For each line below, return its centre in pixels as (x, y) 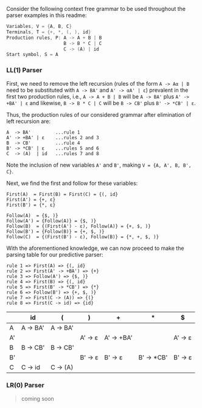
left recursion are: (28, 121)
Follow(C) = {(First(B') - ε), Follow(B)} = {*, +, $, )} (83, 237)
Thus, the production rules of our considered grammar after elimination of (99, 114)
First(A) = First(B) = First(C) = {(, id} (62, 194)
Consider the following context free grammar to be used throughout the (96, 9)
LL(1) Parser (24, 71)
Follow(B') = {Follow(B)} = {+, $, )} (55, 231)
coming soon (38, 398)
